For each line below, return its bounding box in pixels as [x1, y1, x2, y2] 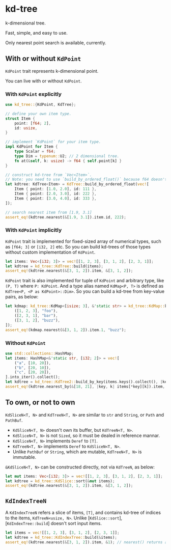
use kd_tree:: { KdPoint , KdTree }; [5, 102, 76, 107]
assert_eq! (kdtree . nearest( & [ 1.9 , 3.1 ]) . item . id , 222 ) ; [5, 214, 126, 219]
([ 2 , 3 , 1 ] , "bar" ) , [14, 313, 58, 318]
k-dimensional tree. [5, 20, 46, 26]
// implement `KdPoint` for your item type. [5, 140, 101, 145]
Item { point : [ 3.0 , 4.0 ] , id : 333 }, [14, 196, 97, 201]
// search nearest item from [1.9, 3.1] [5, 210, 93, 215]
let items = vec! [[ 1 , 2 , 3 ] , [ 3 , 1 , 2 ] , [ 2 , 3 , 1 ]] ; [5, 530, 120, 535]
